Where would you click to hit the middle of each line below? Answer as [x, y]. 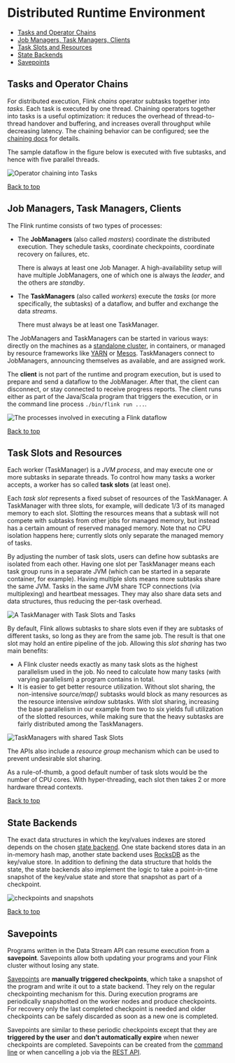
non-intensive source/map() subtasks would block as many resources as [122, 694]
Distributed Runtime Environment [106, 13]
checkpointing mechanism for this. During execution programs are [102, 994]
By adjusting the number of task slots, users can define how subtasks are [113, 557]
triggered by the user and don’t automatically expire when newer [103, 1037]
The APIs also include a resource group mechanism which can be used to [113, 751]
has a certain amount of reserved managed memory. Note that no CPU [109, 528]
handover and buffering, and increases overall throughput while [119, 123]
